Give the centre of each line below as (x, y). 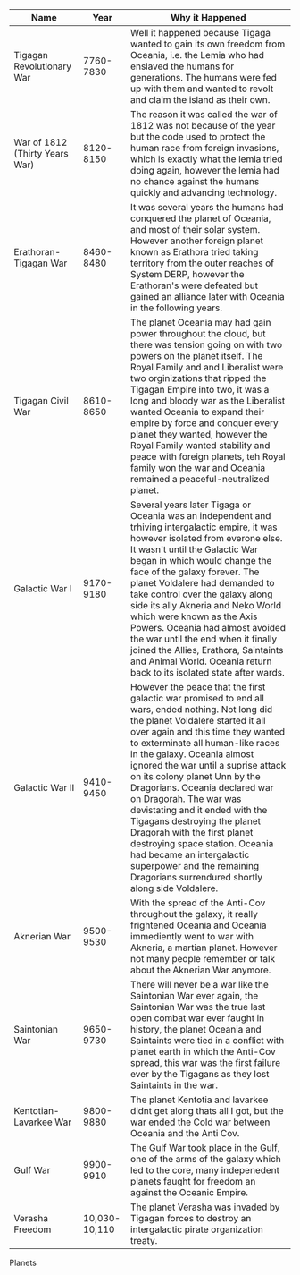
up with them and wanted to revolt (202, 89)
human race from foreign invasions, (205, 148)
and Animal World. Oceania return (201, 661)
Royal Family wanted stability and (200, 445)
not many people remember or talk (203, 959)
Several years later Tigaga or (191, 505)
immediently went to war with (192, 936)
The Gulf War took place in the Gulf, (205, 1147)
